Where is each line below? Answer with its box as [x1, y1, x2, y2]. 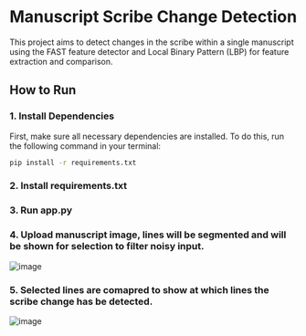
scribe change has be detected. [9, 295, 153, 308]
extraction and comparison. [9, 56, 113, 67]
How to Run [9, 82, 77, 98]
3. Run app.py [9, 204, 73, 216]
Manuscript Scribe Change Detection [9, 6, 298, 27]
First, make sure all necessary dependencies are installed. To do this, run [9, 131, 285, 142]
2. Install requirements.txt [9, 180, 128, 193]
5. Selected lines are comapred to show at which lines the [9, 283, 269, 296]
